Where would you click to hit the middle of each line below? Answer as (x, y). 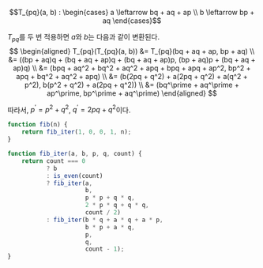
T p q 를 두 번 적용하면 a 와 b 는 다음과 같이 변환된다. (83, 38)
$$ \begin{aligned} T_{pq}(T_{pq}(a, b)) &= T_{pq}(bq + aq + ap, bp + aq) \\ (132, 51)
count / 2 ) (103, 213)
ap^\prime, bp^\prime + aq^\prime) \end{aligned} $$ (132, 93)
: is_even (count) (75, 176)
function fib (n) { (38, 125)
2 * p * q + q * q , (117, 206)
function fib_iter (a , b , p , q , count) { (75, 154)
